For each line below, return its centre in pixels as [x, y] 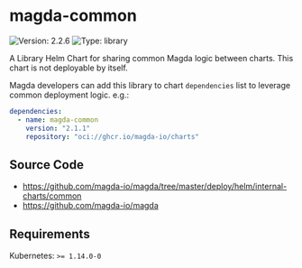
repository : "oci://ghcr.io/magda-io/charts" [113, 136]
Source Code [46, 165]
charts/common [52, 196]
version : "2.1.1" [58, 128]
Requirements [50, 234]
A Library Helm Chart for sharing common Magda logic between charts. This [151, 58]
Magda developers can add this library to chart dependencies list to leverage [150, 85]
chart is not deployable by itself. [69, 68]
